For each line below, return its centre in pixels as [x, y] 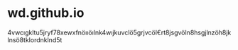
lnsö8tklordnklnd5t [35, 39]
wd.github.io [46, 13]
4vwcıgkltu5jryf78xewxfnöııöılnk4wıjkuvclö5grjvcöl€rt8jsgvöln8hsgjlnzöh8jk [119, 32]
